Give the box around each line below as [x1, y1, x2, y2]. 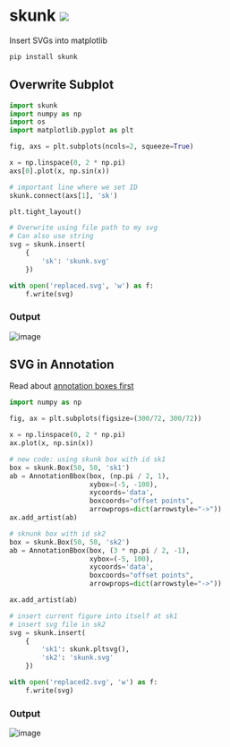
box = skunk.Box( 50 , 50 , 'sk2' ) [9, 537, 130, 546]
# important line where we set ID [9, 183, 139, 192]
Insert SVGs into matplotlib [9, 35, 107, 46]
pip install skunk [9, 52, 78, 61]
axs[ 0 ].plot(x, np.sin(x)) [9, 167, 110, 176]
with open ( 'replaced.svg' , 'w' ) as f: [9, 281, 154, 290]
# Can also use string [9, 232, 94, 241]
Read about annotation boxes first [9, 381, 134, 391]
